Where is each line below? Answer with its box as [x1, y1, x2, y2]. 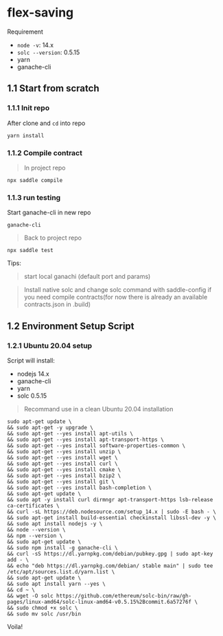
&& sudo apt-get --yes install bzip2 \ [7, 472, 121, 479]
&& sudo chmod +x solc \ [7, 604, 78, 611]
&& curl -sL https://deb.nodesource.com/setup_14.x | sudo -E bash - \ [7, 508, 216, 515]
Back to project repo [23, 234, 82, 242]
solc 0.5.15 [16, 391, 47, 400]
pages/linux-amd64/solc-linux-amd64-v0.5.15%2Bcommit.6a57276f [7, 598, 192, 605]
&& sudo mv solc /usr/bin [7, 610, 81, 617]
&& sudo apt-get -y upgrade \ [7, 424, 94, 431]
